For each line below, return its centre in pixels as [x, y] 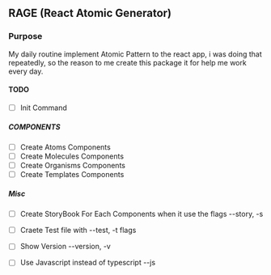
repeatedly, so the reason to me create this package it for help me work [127, 62]
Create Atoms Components [65, 147]
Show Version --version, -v [65, 247]
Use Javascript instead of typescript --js [88, 263]
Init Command [43, 108]
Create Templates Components [72, 175]
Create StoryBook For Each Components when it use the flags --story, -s [142, 214]
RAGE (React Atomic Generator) [90, 13]
